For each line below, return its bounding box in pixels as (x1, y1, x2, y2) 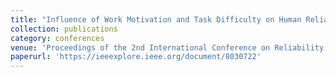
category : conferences (10, 33, 105, 43)
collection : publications (10, 24, 118, 34)
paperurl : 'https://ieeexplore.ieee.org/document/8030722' (10, 52, 262, 62)
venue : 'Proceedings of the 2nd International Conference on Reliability (10, 42, 325, 53)
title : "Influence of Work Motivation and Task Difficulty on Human (10, 14, 302, 25)
